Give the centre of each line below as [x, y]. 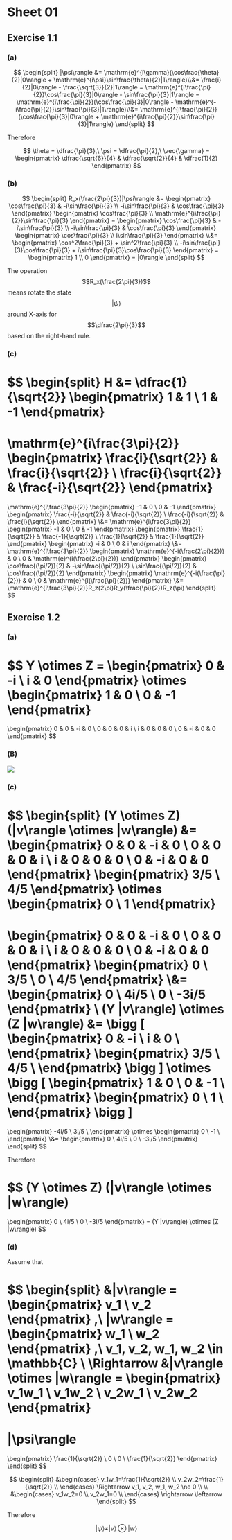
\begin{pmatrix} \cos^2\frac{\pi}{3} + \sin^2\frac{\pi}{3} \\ [95, 243]
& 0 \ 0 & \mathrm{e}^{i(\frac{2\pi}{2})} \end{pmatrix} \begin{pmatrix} [107, 559]
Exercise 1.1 [32, 38]
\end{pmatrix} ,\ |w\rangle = [91, 1319]
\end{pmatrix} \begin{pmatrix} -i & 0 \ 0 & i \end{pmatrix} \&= [95, 544]
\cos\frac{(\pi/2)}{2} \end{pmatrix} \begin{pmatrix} [80, 573]
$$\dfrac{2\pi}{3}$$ [116, 325]
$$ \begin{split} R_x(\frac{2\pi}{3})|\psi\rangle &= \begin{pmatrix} [116, 199]
